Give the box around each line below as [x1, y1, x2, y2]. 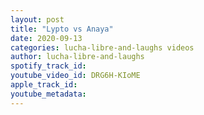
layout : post [10, 14, 65, 25]
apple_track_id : [10, 80, 78, 90]
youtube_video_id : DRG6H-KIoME [10, 71, 141, 81]
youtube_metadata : [10, 89, 87, 99]
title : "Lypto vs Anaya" [10, 24, 114, 34]
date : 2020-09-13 [10, 33, 83, 43]
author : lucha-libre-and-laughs [10, 52, 145, 62]
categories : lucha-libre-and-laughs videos [10, 42, 195, 53]
